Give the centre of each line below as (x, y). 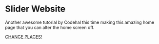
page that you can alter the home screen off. (50, 27)
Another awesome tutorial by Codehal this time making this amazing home (80, 22)
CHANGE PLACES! (24, 37)
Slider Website (35, 9)
